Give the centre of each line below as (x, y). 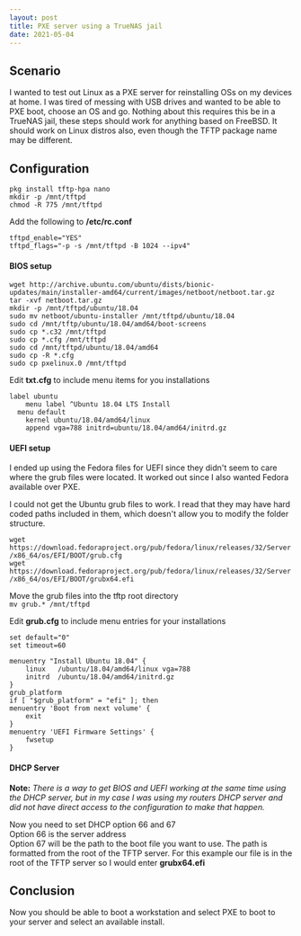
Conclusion (42, 891)
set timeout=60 (38, 646)
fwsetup (40, 740)
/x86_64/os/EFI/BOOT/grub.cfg (66, 556)
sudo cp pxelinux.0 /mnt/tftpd (68, 364)
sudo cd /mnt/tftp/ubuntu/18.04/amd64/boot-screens (108, 325)
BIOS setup (31, 265)
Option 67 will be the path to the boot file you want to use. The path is (138, 843)
